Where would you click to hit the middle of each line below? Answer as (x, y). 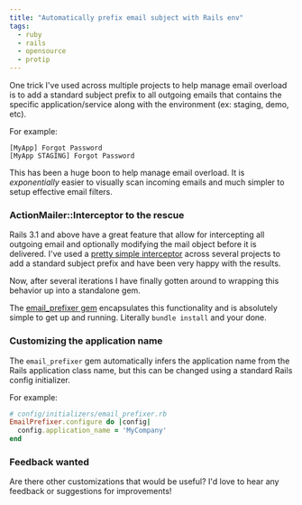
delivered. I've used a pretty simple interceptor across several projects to (145, 254)
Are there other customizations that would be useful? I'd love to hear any (144, 482)
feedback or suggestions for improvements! (91, 491)
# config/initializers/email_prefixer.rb (88, 414)
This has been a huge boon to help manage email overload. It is (127, 173)
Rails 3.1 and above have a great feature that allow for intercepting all (137, 234)
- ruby (30, 34)
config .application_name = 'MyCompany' (92, 431)
